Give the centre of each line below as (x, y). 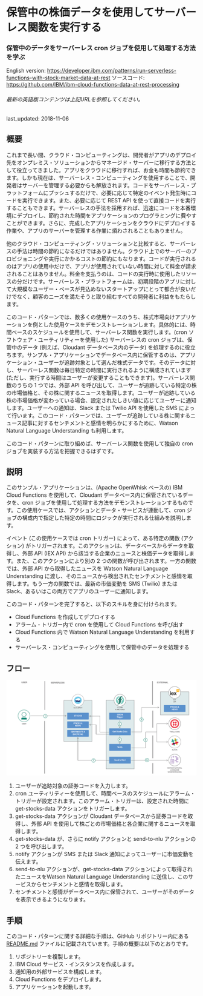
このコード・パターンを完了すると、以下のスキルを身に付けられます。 (93, 604)
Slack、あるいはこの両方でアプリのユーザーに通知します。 (79, 591)
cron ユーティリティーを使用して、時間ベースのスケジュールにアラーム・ (105, 794)
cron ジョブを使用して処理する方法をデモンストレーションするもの (105, 503)
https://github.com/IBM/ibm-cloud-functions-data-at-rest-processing (93, 85)
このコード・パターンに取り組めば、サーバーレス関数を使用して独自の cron (100, 443)
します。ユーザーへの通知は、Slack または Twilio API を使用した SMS (92, 408)
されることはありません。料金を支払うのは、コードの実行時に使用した (94, 274)
